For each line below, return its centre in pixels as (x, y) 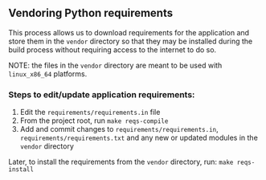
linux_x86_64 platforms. (48, 74)
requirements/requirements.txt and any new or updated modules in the (139, 138)
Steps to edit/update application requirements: (102, 94)
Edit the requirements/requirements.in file (90, 112)
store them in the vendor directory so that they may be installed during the (131, 41)
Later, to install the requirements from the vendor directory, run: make (121, 162)
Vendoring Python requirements (91, 13)
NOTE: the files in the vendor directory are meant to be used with (115, 65)
